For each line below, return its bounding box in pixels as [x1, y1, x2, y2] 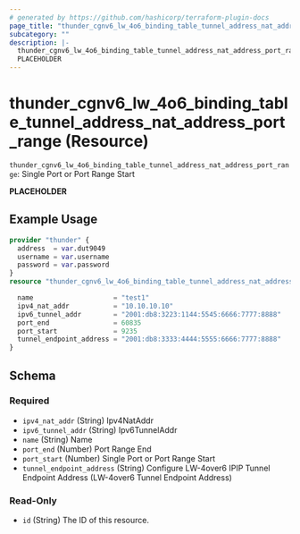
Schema [9, 368, 56, 383]
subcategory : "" [9, 30, 70, 38]
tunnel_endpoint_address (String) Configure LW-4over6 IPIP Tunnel [21, 462, 271, 473]
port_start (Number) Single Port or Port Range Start [21, 453, 216, 463]
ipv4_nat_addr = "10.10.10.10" [17, 301, 174, 310]
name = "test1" [17, 293, 150, 302]
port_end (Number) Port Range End [21, 444, 152, 454]
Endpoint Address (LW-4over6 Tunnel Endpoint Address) [21, 471, 232, 483]
